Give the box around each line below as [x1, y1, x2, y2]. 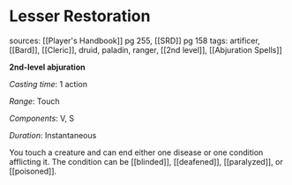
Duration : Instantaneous [9, 129, 97, 140]
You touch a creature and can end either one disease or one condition [9, 147, 264, 158]
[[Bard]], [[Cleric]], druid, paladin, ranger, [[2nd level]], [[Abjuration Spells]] [9, 44, 282, 55]
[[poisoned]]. [9, 166, 57, 176]
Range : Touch [9, 95, 60, 107]
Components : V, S [9, 113, 75, 123]
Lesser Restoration [9, 6, 151, 26]
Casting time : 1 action [9, 78, 88, 89]
